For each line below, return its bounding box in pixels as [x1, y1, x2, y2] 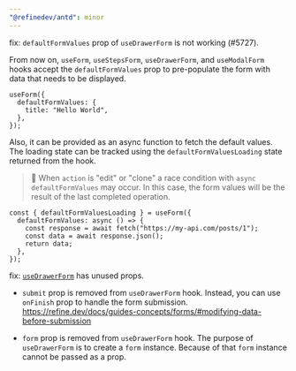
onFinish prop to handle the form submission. [21, 297, 188, 307]
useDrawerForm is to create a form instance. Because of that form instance [21, 342, 287, 352]
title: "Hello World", [25, 105, 109, 115]
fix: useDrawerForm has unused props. [9, 270, 144, 281]
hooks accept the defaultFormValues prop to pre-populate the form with [9, 64, 271, 74]
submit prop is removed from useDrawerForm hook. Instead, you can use [21, 287, 281, 298]
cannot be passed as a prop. [21, 351, 126, 362]
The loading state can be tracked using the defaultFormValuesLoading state [9, 146, 283, 156]
